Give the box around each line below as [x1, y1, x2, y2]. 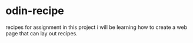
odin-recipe [5, 4, 64, 18]
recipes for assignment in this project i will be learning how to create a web [5, 24, 188, 31]
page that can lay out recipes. [5, 29, 78, 37]
